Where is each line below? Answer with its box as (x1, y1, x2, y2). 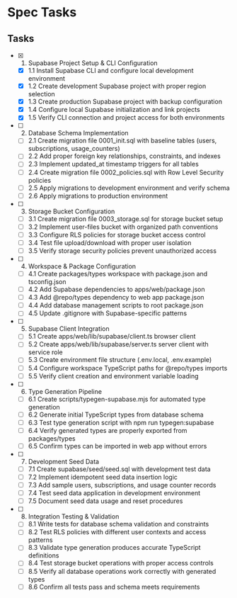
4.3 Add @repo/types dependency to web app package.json (28, 293, 204, 302)
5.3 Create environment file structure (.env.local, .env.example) (28, 356, 212, 364)
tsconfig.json (28, 278, 67, 286)
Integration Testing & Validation (28, 512, 120, 521)
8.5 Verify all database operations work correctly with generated (28, 567, 216, 575)
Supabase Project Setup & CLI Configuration (28, 59, 158, 67)
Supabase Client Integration (28, 325, 110, 333)
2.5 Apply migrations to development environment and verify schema (28, 184, 230, 192)
